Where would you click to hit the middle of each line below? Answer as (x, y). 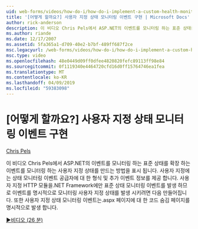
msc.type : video (26, 55)
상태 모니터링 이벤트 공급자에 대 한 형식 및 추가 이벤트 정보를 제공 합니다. (95, 178)
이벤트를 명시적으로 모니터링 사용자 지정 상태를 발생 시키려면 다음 (87, 192)
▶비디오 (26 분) (24, 220)
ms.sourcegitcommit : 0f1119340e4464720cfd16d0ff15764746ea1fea (85, 66)
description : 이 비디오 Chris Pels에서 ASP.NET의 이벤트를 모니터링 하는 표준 (93, 28)
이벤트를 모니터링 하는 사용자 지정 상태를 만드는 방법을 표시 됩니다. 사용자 (90, 170)
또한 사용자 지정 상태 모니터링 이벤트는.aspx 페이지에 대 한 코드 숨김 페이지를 (102, 200)
